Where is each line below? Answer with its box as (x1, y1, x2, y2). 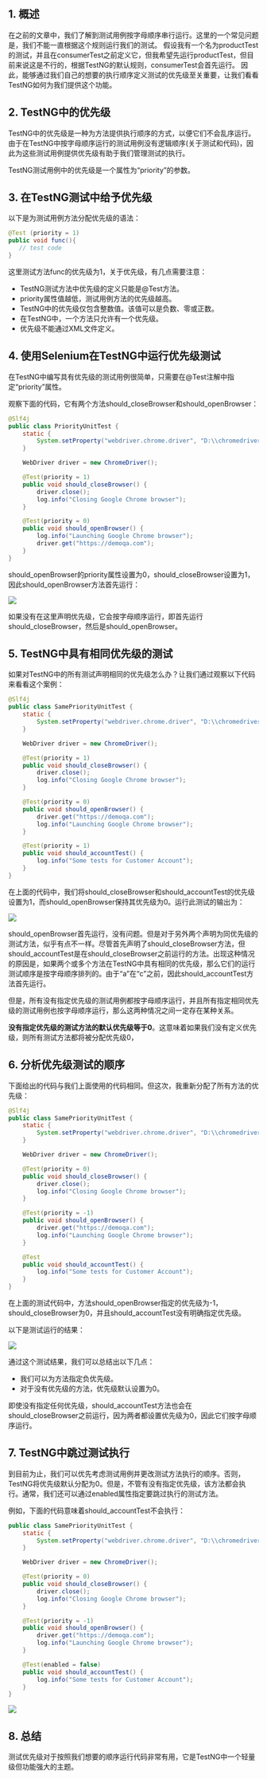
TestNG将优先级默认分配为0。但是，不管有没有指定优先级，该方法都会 (8, 1479, 239, 1488)
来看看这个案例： (8, 680, 64, 689)
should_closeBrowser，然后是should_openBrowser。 (8, 621, 183, 631)
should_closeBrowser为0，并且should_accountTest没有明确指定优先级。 (8, 1308, 246, 1318)
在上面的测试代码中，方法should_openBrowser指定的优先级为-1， (8, 1298, 222, 1307)
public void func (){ (8, 237, 77, 245)
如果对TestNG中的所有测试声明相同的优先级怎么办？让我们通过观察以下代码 (8, 670, 256, 679)
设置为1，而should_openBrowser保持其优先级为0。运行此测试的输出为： (8, 897, 245, 906)
